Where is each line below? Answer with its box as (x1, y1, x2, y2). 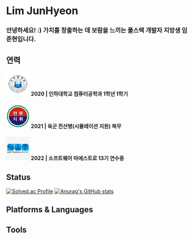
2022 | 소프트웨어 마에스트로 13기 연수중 (31, 155, 125, 162)
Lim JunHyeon (6, 4, 78, 18)
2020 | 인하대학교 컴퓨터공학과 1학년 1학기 (31, 90, 128, 98)
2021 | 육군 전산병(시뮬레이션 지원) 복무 (31, 122, 122, 130)
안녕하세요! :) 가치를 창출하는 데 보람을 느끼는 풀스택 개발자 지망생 (6, 26, 181, 35)
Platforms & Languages (6, 205, 94, 215)
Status (6, 172, 31, 182)
